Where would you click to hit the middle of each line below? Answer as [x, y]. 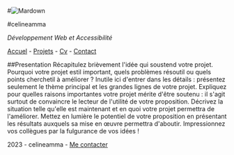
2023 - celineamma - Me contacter [57, 145]
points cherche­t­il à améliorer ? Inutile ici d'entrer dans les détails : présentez [116, 79]
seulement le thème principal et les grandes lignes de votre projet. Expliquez [117, 87]
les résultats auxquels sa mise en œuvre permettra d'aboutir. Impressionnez [116, 124]
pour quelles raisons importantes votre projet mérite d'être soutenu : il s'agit [116, 94]
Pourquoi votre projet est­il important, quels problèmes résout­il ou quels [109, 72]
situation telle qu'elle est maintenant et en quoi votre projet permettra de [111, 109]
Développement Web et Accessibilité [60, 38]
